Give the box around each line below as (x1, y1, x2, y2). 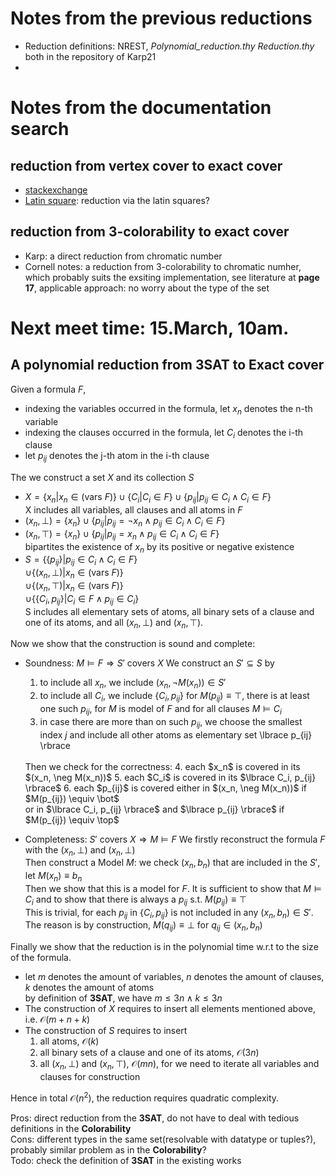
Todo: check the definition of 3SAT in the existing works (10, 1154, 242, 1166)
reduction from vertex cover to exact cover (10, 157, 283, 174)
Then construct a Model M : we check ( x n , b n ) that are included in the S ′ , (24, 857, 321, 871)
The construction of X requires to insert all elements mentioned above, (24, 1003, 317, 1015)
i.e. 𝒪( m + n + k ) (24, 1013, 91, 1026)
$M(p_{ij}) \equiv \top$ (24, 813, 120, 826)
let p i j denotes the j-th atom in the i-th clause (24, 450, 210, 464)
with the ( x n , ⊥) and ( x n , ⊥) (24, 843, 136, 858)
